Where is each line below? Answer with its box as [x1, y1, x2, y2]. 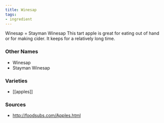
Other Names [5, 48, 38, 55]
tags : [5, 12, 16, 17]
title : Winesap [5, 7, 37, 12]
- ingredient [5, 16, 32, 21]
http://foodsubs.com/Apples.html [12, 112, 81, 118]
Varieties [5, 77, 27, 84]
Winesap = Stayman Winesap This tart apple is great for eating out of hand [5, 30, 159, 36]
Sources [5, 101, 26, 108]
